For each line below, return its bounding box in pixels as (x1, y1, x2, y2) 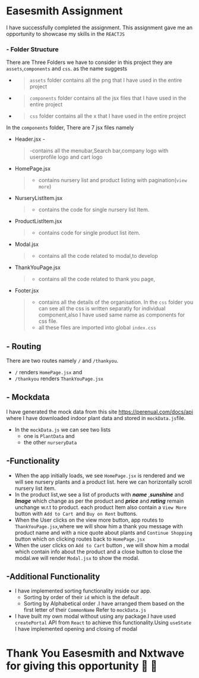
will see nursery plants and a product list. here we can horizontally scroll (14, 478, 192, 485)
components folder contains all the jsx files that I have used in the (29, 94, 187, 102)
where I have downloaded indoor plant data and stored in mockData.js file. (6, 414, 186, 421)
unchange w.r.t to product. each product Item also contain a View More (14, 503, 187, 511)
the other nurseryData (23, 439, 77, 446)
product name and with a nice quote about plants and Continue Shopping (14, 529, 193, 536)
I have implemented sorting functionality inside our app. (14, 587, 151, 594)
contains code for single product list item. (38, 229, 141, 236)
